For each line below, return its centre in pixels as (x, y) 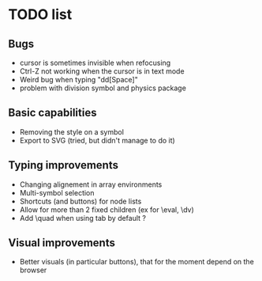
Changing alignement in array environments (91, 184)
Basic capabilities (52, 113)
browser (33, 270)
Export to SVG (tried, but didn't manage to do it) (97, 140)
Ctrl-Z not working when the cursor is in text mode (102, 71)
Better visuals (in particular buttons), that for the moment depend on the (137, 262)
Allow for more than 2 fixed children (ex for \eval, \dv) (107, 209)
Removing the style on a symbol (72, 131)
